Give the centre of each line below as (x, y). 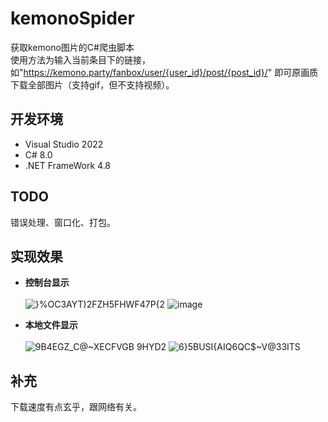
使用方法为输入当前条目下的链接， (80, 59)
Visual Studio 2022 (64, 144)
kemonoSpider (72, 18)
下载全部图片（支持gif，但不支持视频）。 (92, 84)
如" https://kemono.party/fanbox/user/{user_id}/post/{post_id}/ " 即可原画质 (164, 72)
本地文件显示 (51, 325)
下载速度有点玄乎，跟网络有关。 (76, 407)
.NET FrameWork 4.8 (68, 165)
